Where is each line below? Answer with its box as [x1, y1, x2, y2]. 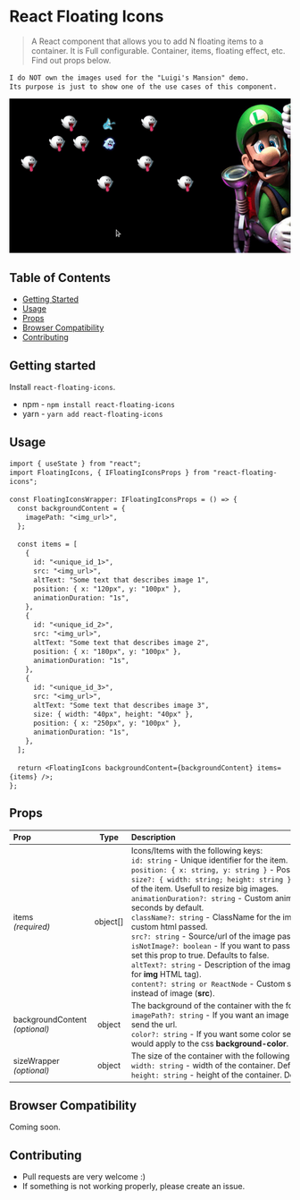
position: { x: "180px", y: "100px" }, [32, 647, 181, 657]
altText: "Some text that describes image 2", [32, 638, 210, 648]
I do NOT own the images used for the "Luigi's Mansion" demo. [9, 73, 250, 82]
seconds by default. [130, 902, 204, 913]
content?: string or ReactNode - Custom [130, 978, 286, 989]
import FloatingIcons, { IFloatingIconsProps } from [9, 468, 210, 478]
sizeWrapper [12, 1055, 60, 1066]
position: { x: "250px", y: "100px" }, [32, 719, 181, 728]
